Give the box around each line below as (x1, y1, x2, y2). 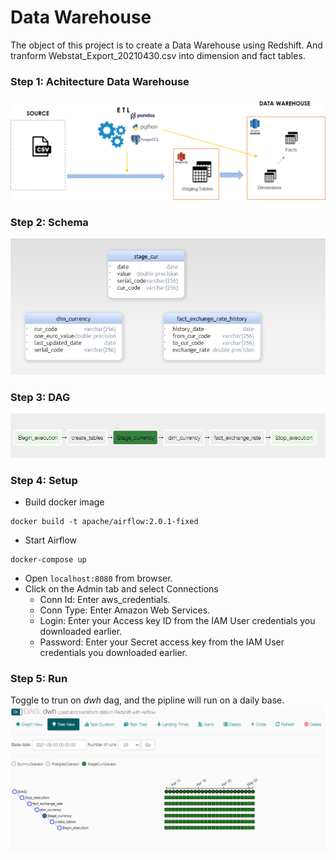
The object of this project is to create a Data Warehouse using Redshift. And (10, 39, 323, 51)
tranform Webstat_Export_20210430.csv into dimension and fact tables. (10, 49, 306, 61)
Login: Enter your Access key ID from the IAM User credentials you (39, 614, 316, 626)
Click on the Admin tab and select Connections (24, 582, 219, 595)
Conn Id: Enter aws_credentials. (39, 593, 171, 605)
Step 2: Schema (10, 215, 89, 229)
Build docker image (24, 496, 105, 508)
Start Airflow (24, 534, 78, 546)
